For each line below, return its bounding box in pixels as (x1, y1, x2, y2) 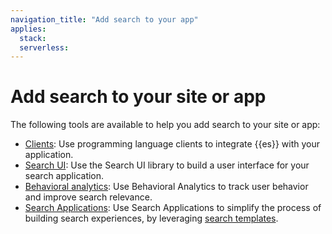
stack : (19, 33, 47, 43)
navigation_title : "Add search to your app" (10, 14, 199, 25)
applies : (10, 24, 47, 34)
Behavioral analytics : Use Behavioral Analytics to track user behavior (24, 181, 309, 193)
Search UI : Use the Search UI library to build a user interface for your (24, 159, 310, 171)
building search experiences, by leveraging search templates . (24, 212, 279, 225)
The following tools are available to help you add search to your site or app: (10, 119, 321, 131)
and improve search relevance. (24, 191, 153, 203)
